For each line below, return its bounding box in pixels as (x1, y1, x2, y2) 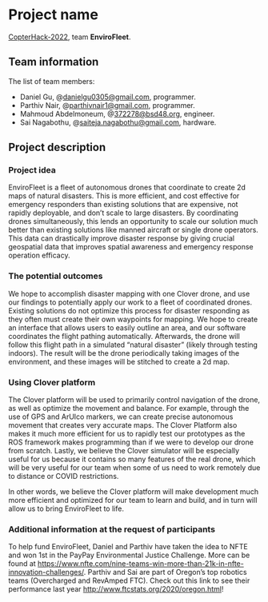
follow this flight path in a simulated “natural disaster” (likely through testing (8, 340, 258, 349)
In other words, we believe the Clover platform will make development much (8, 487, 258, 496)
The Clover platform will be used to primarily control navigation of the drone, (8, 395, 261, 405)
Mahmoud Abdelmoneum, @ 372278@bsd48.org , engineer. (19, 109, 215, 118)
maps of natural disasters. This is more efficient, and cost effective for (8, 191, 240, 201)
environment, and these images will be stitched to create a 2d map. (8, 357, 230, 366)
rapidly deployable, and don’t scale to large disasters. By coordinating (8, 208, 238, 217)
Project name (8, 6, 98, 24)
